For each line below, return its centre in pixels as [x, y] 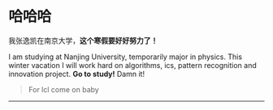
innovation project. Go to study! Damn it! [76, 74]
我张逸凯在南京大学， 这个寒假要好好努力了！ [83, 40]
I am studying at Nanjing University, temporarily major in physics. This [125, 57]
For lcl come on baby [63, 89]
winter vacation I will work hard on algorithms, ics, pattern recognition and [133, 65]
